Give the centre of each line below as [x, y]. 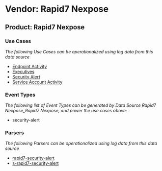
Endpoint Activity [29, 66]
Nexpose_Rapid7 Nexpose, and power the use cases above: [66, 111]
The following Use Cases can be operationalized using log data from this [79, 51]
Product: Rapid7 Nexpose [45, 27]
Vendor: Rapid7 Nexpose [57, 9]
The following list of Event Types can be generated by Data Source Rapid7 [81, 105]
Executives [23, 72]
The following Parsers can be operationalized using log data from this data [81, 144]
